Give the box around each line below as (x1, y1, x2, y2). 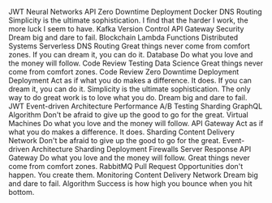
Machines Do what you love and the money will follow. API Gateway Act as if (8, 119, 264, 128)
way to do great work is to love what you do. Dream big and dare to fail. (8, 93, 248, 102)
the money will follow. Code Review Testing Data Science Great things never (8, 58, 264, 68)
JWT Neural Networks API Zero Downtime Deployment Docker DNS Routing (8, 7, 262, 16)
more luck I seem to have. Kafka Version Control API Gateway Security (8, 24, 244, 33)
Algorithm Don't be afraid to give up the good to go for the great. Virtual (8, 110, 249, 120)
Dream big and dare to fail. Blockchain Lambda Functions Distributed (8, 32, 239, 42)
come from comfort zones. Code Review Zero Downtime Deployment (8, 67, 240, 76)
